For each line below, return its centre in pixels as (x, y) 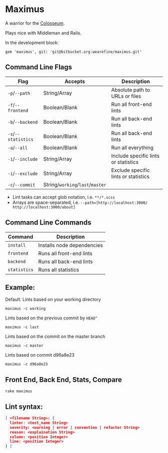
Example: (20, 287)
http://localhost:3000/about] (44, 207)
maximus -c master (24, 346)
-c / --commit (21, 184)
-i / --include (23, 159)
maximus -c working (25, 309)
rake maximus (19, 391)
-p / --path (19, 93)
